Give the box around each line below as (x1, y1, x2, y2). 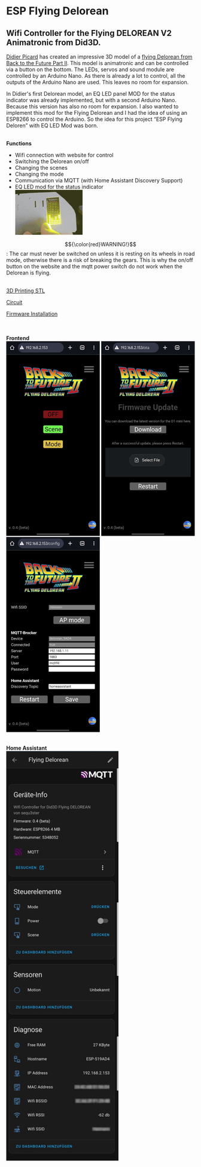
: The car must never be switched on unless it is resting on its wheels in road (6, 250, 196, 257)
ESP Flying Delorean (6, 4, 109, 18)
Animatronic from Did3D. (6, 37, 101, 47)
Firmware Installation (6, 310, 58, 317)
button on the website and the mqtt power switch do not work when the (6, 263, 182, 270)
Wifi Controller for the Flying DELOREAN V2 (6, 28, 172, 38)
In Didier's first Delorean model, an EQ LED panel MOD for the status (6, 90, 175, 97)
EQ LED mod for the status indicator (14, 184, 103, 190)
